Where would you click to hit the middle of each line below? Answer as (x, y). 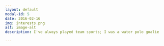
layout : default (22, 9)
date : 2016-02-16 (23, 18)
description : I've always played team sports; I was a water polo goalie (82, 32)
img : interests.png (25, 23)
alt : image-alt (21, 28)
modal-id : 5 (17, 14)
